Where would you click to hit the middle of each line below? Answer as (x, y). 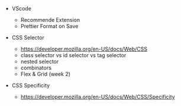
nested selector (40, 62)
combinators (36, 68)
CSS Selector (28, 37)
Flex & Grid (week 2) (46, 74)
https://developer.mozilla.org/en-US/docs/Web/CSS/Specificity (98, 97)
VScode (21, 9)
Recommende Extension (50, 20)
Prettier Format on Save (49, 26)
